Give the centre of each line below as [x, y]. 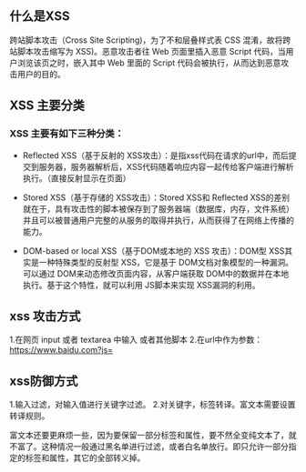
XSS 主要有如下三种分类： [67, 134]
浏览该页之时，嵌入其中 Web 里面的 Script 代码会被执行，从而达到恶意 [149, 63]
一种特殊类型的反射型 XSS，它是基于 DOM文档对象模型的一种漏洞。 [166, 262]
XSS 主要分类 [47, 106]
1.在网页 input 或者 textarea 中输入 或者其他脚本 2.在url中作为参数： [136, 340]
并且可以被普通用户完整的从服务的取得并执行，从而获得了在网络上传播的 [158, 220]
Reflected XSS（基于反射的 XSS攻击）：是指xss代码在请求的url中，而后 [155, 155]
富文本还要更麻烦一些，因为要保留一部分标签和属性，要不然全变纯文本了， [149, 436]
